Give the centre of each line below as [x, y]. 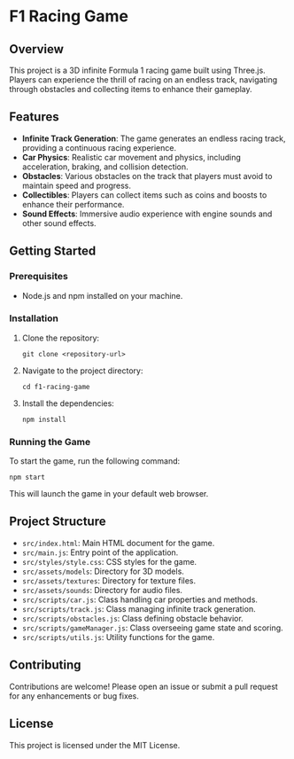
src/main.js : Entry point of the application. [100, 552]
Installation [34, 318]
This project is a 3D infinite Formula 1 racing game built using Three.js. [137, 70]
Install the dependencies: [68, 403]
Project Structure [58, 522]
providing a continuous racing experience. [99, 147]
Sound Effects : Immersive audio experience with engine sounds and [147, 214]
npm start [27, 477]
